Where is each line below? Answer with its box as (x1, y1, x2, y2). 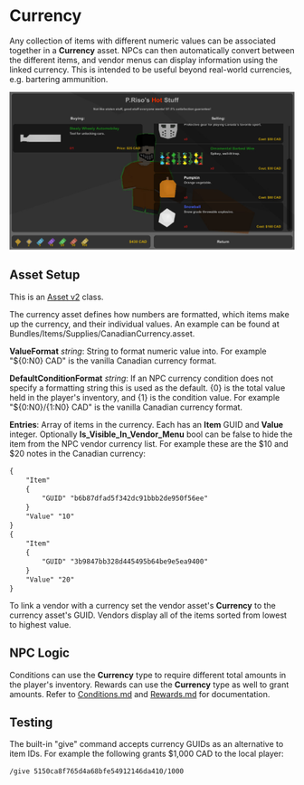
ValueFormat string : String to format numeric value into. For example (9, 345, 267, 356)
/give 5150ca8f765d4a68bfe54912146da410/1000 (9, 767, 184, 776)
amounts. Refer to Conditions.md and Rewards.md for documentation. (9, 688, 271, 699)
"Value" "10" (25, 512, 75, 521)
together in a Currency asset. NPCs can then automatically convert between (9, 44, 295, 55)
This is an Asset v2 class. (9, 291, 104, 302)
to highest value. (9, 619, 71, 629)
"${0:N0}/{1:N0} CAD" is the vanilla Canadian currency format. (9, 402, 242, 412)
